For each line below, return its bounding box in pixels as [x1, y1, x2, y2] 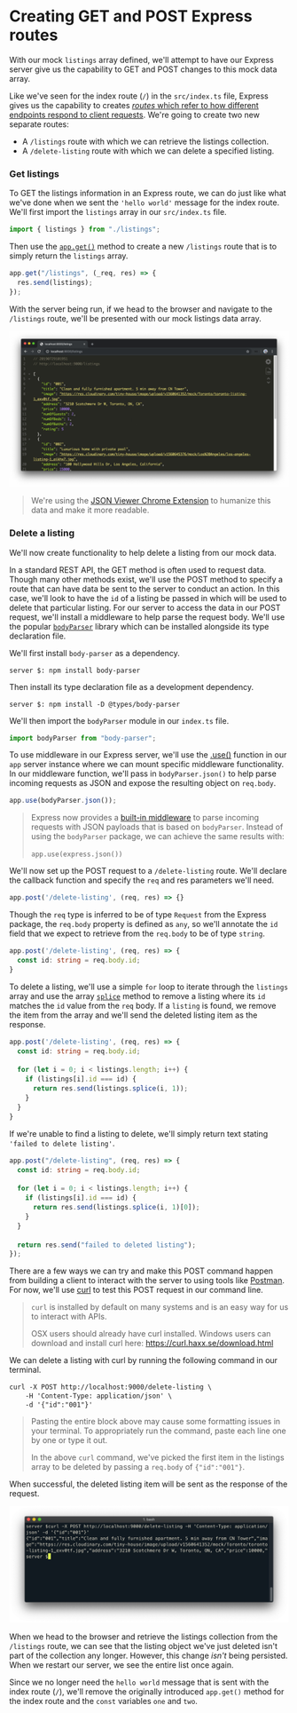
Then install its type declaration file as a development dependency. [9, 681, 254, 692]
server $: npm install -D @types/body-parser [9, 700, 180, 709]
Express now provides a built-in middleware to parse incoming [30, 813, 260, 823]
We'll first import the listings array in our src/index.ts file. [9, 207, 228, 218]
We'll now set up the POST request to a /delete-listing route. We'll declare [9, 866, 287, 876]
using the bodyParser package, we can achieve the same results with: [30, 831, 285, 842]
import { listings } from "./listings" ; [9, 225, 161, 234]
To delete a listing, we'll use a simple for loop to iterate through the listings [9, 981, 288, 992]
